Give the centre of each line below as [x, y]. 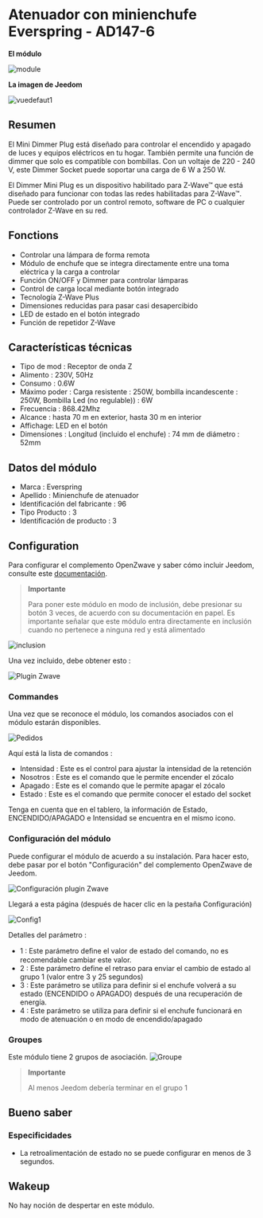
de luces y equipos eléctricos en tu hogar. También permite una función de [131, 152]
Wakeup [29, 1186]
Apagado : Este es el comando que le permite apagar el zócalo [122, 785]
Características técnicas [70, 347]
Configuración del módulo [60, 839]
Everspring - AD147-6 [81, 31]
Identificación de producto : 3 [68, 521]
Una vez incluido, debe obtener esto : [70, 660]
